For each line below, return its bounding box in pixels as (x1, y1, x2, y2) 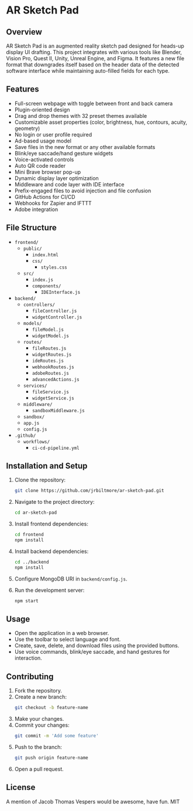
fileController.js (32, 308, 77, 314)
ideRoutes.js (32, 358, 64, 364)
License (6, 782, 36, 792)
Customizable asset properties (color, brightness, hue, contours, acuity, (14, 118, 188, 125)
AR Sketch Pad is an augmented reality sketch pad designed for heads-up (6, 42, 184, 49)
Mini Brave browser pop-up (14, 168, 81, 175)
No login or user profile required (14, 131, 92, 138)
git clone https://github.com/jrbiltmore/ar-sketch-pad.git (14, 488, 164, 494)
